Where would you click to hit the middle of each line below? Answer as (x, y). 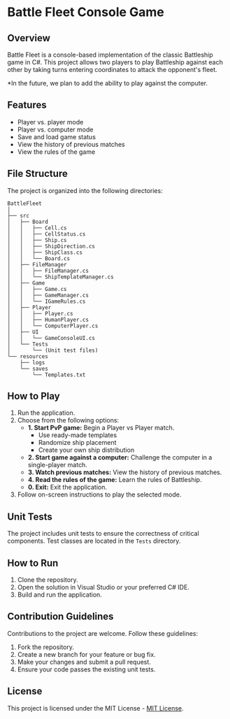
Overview (29, 38)
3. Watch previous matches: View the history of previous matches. (125, 472)
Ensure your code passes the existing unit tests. (86, 669)
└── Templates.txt (59, 375)
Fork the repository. (46, 647)
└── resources (28, 356)
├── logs (33, 362)
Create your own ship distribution (86, 450)
